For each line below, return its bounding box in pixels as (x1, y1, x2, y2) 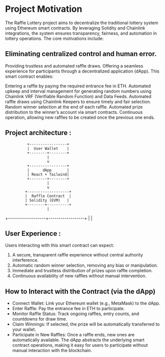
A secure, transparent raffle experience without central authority (12, 252, 143, 258)
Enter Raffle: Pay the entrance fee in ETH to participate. (12, 306, 125, 312)
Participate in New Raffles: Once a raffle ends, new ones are (12, 332, 135, 338)
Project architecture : (5, 129, 71, 137)
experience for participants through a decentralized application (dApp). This (5, 68, 160, 74)
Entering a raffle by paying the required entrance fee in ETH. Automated (5, 83, 151, 89)
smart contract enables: (5, 73, 54, 79)
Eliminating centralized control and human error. (5, 50, 157, 58)
